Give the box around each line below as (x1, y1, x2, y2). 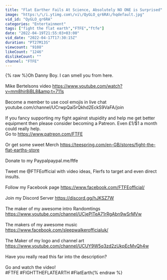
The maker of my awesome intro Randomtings (5, 206, 101, 212)
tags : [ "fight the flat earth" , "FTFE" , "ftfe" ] (5, 26, 104, 31)
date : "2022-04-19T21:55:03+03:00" (5, 31, 80, 36)
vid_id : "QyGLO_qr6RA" (5, 17, 53, 22)
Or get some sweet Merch (5, 142, 59, 148)
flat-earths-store (5, 147, 40, 153)
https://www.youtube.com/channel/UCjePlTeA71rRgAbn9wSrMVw (5, 211, 142, 217)
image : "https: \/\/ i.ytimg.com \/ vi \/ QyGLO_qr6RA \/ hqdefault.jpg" (5, 12, 144, 17)
